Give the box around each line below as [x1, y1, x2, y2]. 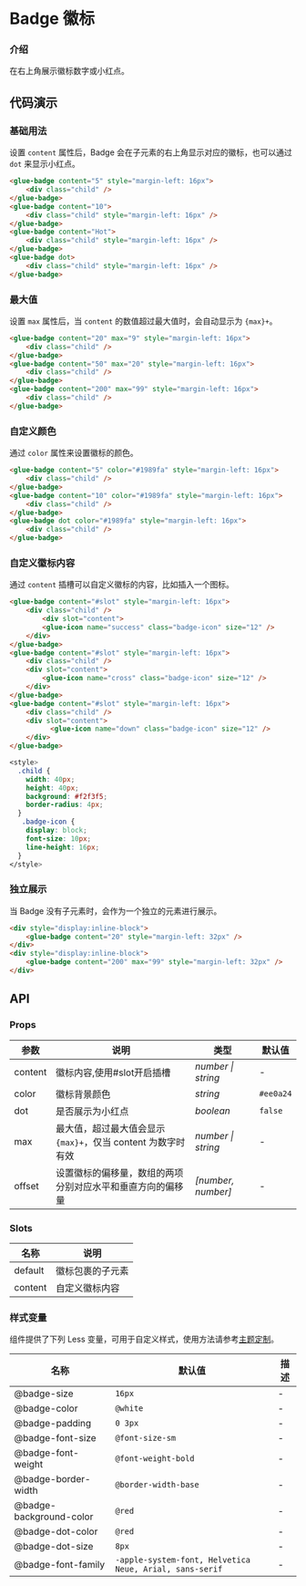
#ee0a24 [259, 1088, 292, 1099]
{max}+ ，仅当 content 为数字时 [56, 1135, 186, 1148]
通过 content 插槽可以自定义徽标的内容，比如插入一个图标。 [9, 579, 234, 590]
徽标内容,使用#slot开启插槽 [56, 1066, 171, 1079]
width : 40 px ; [25, 774, 76, 784]
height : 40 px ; [25, 783, 79, 793]
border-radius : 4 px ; [25, 800, 104, 810]
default [14, 1264, 45, 1277]
